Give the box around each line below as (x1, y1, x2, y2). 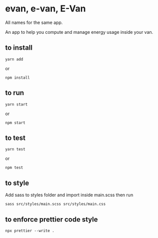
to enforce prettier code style (5, 215, 98, 224)
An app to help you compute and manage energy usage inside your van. (5, 29, 154, 35)
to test (5, 133, 26, 142)
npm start (5, 120, 26, 125)
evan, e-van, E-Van (5, 3, 86, 14)
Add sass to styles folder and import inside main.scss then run (5, 192, 134, 198)
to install (5, 43, 33, 52)
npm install (5, 75, 30, 80)
